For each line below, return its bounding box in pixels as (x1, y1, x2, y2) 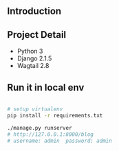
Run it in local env (7, 82, 85, 93)
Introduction (7, 5, 62, 17)
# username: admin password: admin (7, 137, 112, 144)
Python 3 (17, 47, 43, 56)
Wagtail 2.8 (17, 62, 50, 70)
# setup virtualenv (7, 106, 63, 113)
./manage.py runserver (7, 124, 72, 131)
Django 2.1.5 (17, 54, 52, 62)
